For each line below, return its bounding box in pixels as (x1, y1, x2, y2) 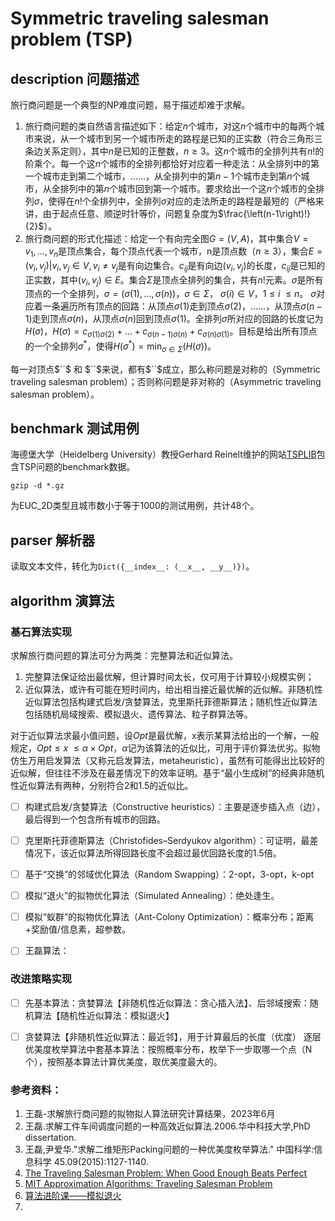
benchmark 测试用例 (10, 420, 140, 437)
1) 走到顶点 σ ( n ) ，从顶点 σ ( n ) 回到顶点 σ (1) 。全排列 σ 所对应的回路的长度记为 (24, 313, 324, 325)
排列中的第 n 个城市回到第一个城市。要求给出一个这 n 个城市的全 (59, 183, 317, 194)
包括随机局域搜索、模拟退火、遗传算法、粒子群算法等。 (24, 708, 253, 720)
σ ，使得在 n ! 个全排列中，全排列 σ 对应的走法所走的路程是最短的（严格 (33, 195, 316, 207)
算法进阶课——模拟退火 (24, 1190, 122, 1202)
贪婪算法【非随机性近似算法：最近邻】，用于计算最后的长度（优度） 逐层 (24, 1030, 322, 1042)
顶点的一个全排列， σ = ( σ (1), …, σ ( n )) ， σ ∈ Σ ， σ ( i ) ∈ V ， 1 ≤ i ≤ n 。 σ (24, 288, 317, 300)
